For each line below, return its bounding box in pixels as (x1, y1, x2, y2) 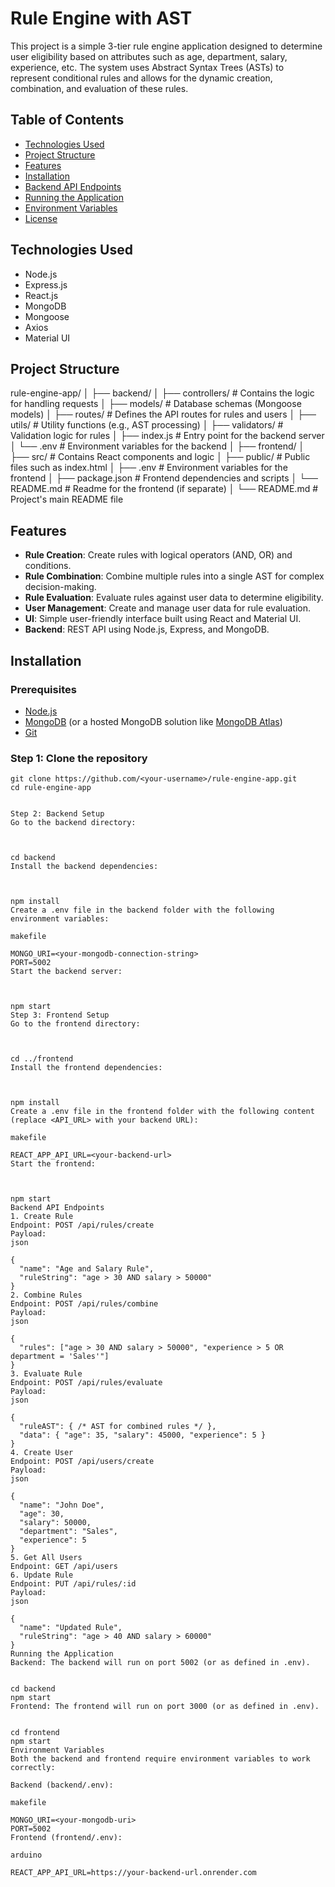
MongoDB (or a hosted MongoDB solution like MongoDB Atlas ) (24, 715, 283, 727)
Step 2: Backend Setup (10, 809, 105, 819)
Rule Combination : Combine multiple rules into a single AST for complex (24, 570, 325, 582)
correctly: (10, 1763, 56, 1773)
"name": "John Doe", (19, 1500, 105, 1511)
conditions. (24, 560, 72, 572)
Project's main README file (10, 493, 124, 506)
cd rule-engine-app (10, 783, 92, 793)
